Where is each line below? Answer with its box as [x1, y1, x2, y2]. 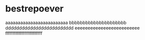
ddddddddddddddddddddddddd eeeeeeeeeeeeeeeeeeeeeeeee [5, 24, 140, 30]
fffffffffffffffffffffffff [5, 30, 43, 36]
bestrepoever [5, 3, 64, 14]
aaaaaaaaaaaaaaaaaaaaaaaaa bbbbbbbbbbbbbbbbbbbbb [5, 19, 127, 25]
